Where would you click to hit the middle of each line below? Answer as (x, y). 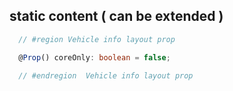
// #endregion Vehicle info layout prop (106, 75)
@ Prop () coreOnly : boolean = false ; (94, 57)
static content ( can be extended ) (116, 16)
